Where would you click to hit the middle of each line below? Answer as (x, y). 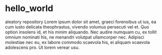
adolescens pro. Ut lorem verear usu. (42, 47)
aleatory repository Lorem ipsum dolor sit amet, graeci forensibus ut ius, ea (81, 22)
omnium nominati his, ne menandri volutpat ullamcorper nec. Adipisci (75, 37)
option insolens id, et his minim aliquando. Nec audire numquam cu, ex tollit (81, 32)
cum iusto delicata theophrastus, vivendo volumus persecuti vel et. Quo (77, 27)
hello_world (29, 8)
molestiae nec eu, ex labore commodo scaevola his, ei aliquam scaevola (78, 42)
